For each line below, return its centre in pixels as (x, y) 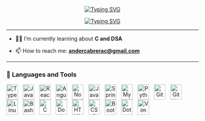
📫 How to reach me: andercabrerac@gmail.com (77, 51)
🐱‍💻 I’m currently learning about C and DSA (69, 39)
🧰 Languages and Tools (41, 74)
